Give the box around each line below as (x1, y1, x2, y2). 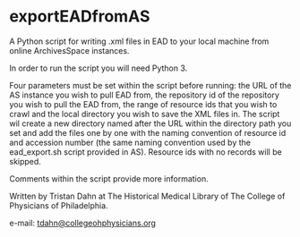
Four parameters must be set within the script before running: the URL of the (9, 80, 292, 90)
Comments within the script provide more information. (9, 173, 209, 184)
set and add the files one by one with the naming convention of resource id (9, 127, 287, 138)
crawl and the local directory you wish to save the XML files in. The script (9, 108, 280, 119)
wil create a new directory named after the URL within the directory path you (9, 118, 292, 129)
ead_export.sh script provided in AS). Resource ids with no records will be (9, 146, 282, 157)
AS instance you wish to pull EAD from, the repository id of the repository (9, 89, 280, 100)
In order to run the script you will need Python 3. (9, 63, 188, 73)
